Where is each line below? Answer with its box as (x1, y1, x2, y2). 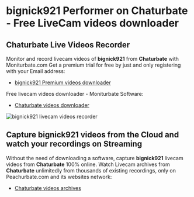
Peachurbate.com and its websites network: (6, 173, 112, 180)
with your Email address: (6, 68, 65, 74)
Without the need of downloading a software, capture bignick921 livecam (6, 154, 183, 161)
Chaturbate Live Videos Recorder (6, 40, 130, 50)
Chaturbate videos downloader (14, 102, 89, 109)
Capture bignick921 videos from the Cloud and (6, 130, 179, 140)
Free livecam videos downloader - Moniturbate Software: (6, 91, 144, 97)
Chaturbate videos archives (14, 184, 82, 191)
